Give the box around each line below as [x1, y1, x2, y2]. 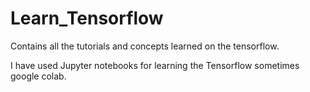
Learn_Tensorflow [10, 7, 164, 30]
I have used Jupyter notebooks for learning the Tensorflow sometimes [10, 59, 300, 71]
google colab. [10, 70, 67, 82]
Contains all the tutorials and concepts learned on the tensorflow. [10, 40, 280, 52]
